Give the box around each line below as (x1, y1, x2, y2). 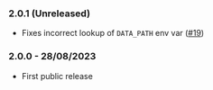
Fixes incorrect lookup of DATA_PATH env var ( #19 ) (21, 28, 205, 39)
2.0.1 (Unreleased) (8, 7, 91, 20)
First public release (21, 70, 94, 81)
